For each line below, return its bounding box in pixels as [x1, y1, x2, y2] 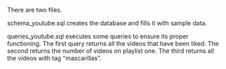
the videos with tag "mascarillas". [7, 54, 102, 62]
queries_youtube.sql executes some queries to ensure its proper [7, 32, 189, 40]
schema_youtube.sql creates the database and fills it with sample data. [7, 19, 207, 27]
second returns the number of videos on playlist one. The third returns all [7, 47, 214, 55]
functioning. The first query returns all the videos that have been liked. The [7, 40, 219, 47]
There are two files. [7, 6, 63, 14]
